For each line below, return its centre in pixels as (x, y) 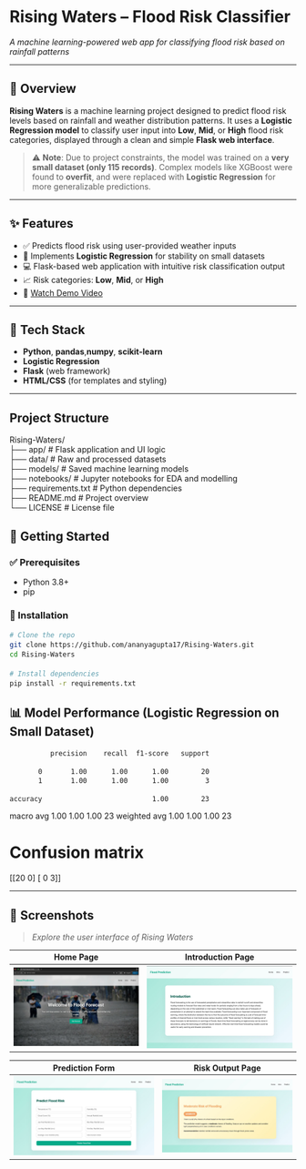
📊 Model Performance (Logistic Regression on (144, 712)
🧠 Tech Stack (47, 330)
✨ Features (41, 224)
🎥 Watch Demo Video (62, 292)
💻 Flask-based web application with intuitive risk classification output (153, 266)
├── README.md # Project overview (79, 498)
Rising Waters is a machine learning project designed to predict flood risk (148, 110)
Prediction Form (84, 1068)
